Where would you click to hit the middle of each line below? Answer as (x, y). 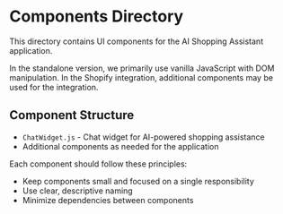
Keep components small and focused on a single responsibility (138, 181)
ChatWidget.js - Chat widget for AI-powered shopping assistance (143, 137)
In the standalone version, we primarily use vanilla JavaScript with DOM (142, 68)
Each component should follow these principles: (98, 164)
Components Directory (97, 17)
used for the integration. (54, 87)
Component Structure (72, 115)
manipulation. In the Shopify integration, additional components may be (141, 77)
